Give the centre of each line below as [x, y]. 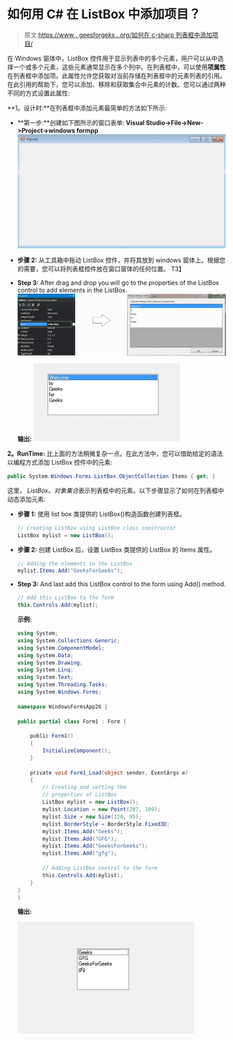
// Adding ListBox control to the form [100, 868]
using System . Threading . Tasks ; [62, 685]
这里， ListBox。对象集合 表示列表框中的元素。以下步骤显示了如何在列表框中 [116, 490]
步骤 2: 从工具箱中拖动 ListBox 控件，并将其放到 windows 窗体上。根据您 [121, 260]
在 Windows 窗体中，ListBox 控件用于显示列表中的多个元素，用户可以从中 [112, 58]
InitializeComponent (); [77, 751]
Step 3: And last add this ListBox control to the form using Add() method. [121, 584]
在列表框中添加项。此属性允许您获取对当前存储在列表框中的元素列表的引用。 [116, 75]
